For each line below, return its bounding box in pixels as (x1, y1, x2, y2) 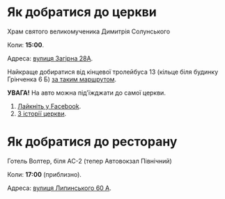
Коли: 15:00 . (7, 40, 44, 49)
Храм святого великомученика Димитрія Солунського (7, 27, 171, 35)
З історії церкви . (17, 109, 67, 118)
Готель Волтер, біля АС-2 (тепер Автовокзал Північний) (7, 157, 172, 165)
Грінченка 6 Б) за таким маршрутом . (7, 74, 117, 83)
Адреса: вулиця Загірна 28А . (7, 54, 93, 63)
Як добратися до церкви (7, 4, 157, 20)
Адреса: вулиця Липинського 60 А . (7, 184, 111, 192)
